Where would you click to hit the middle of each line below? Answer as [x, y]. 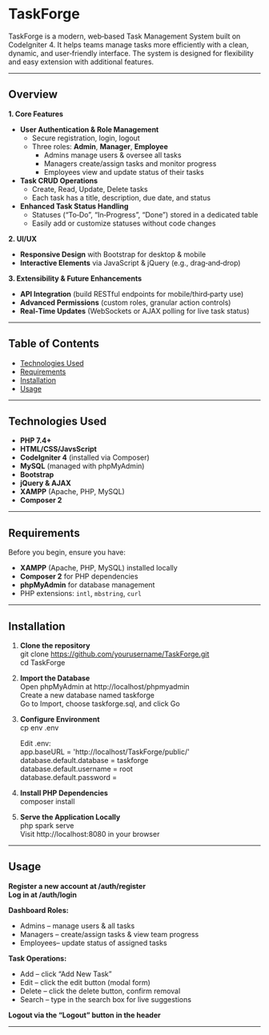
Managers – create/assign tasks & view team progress [109, 934]
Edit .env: [35, 743]
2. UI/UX [23, 238]
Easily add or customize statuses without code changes [124, 223]
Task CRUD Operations [59, 181]
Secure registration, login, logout [86, 138]
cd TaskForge [42, 662]
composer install [47, 802]
